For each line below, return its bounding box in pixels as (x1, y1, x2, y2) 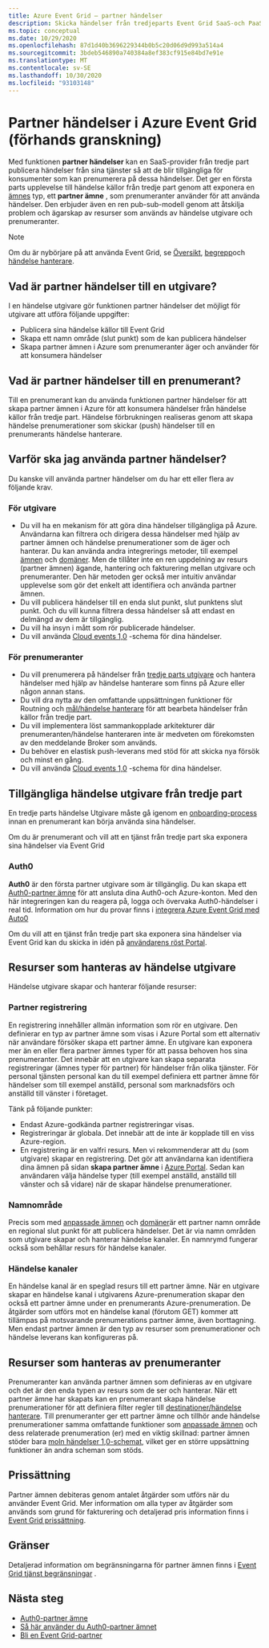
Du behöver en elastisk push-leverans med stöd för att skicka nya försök (19, 747, 260, 756)
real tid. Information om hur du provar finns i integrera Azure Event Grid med (8, 905, 260, 914)
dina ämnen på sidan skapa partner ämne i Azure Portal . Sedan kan (19, 1162, 245, 1172)
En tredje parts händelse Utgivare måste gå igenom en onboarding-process (8, 808, 258, 818)
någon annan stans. (19, 687, 86, 697)
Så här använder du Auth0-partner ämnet (19, 1622, 158, 1631)
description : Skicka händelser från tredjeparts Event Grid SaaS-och (8, 19, 246, 27)
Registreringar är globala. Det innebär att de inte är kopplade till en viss (19, 1128, 255, 1137)
